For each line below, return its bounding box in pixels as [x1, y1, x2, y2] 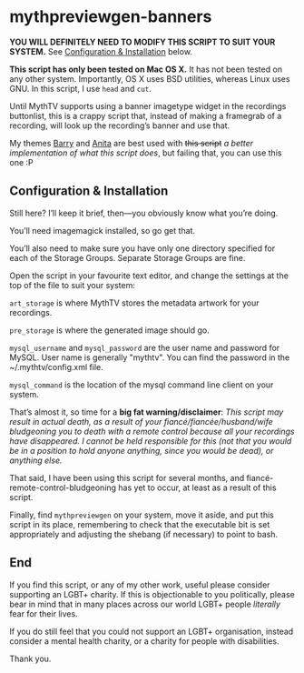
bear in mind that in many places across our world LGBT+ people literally [9, 598, 281, 609]
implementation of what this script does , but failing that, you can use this [9, 147, 282, 158]
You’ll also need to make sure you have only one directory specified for [9, 243, 275, 254]
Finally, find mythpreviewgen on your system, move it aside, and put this [9, 509, 274, 520]
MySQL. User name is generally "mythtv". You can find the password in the [9, 352, 290, 363]
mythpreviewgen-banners [9, 6, 212, 27]
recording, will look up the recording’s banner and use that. [9, 120, 230, 131]
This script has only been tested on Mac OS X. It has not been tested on [9, 64, 283, 75]
